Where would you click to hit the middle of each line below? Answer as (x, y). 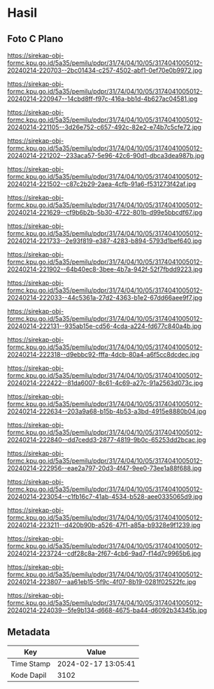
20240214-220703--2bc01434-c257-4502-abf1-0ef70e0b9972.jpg (105, 70)
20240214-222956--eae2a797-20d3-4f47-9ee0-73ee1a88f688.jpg (105, 468)
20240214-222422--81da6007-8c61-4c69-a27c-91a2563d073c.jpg (105, 383)
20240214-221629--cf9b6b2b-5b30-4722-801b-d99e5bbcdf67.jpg (105, 212)
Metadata (29, 632)
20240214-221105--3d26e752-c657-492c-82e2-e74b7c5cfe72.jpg (104, 127)
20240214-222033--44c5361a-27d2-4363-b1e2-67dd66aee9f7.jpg (105, 298)
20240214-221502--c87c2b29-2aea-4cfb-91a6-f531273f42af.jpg (102, 184)
